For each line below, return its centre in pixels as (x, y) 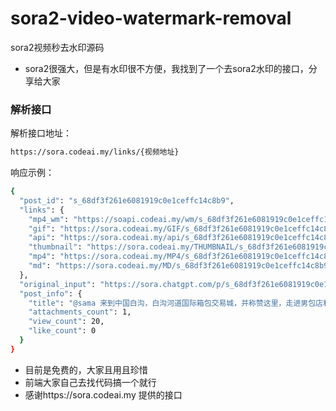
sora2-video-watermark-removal (151, 18)
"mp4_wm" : (49, 219)
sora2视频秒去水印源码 (57, 47)
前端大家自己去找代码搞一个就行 (90, 382)
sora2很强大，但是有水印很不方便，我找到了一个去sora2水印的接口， (166, 68)
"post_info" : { (51, 293)
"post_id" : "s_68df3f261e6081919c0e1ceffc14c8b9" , (127, 200)
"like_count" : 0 (62, 331)
